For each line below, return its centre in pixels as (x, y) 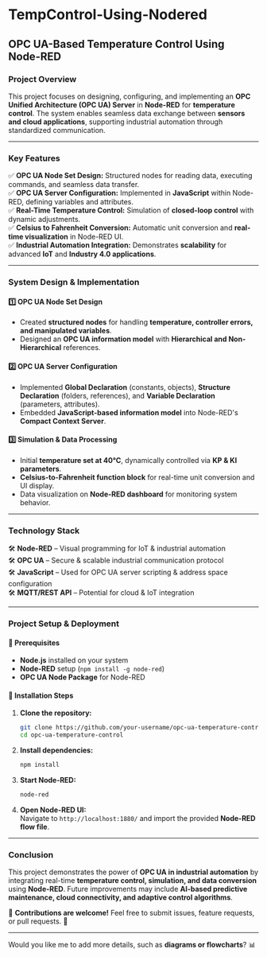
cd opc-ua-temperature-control (72, 735)
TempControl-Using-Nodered (108, 15)
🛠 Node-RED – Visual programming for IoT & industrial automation (117, 548)
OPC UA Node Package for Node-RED (82, 677)
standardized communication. (57, 130)
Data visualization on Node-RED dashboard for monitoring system (128, 494)
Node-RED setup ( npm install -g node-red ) (92, 669)
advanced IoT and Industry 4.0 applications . (82, 254)
